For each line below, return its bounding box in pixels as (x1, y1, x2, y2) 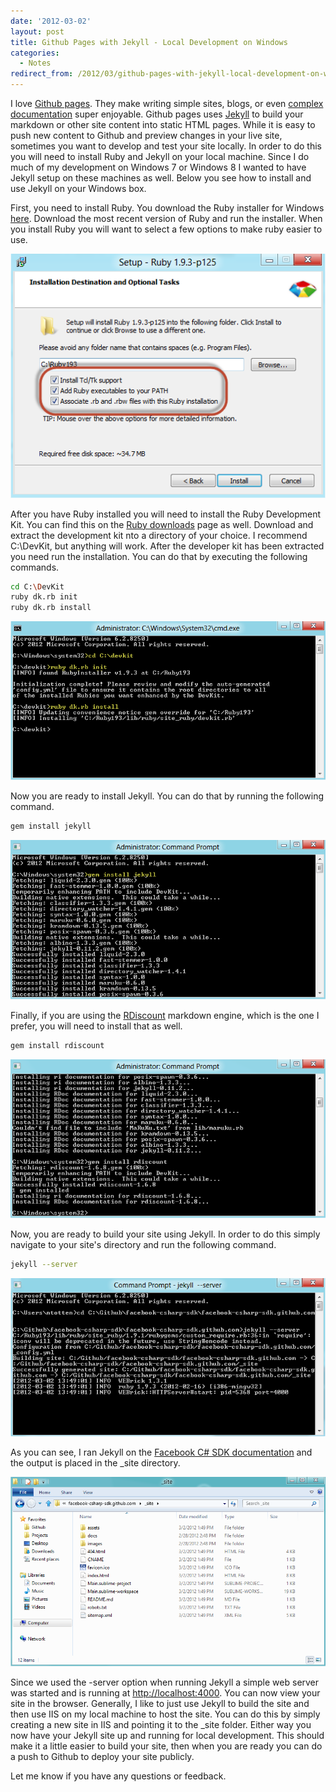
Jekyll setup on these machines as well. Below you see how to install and (10, 172, 312, 184)
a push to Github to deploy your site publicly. (10, 1751, 195, 1763)
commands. (10, 561, 60, 573)
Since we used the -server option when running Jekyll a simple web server (10, 1676, 320, 1689)
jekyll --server (10, 1260, 78, 1270)
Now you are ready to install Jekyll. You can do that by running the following (10, 790, 325, 802)
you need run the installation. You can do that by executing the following (10, 550, 308, 562)
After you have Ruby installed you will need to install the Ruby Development (10, 508, 322, 520)
